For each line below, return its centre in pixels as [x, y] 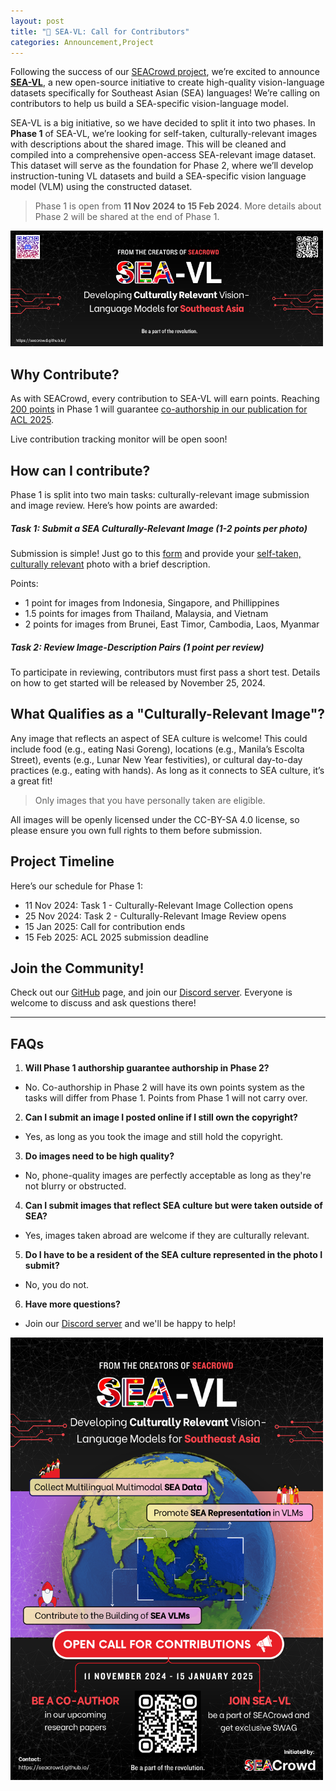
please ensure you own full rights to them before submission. [136, 830]
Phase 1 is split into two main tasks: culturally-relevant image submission [160, 495]
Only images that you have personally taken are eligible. [150, 800]
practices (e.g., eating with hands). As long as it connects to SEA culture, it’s [167, 770]
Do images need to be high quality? [99, 1156]
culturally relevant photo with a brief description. [110, 564]
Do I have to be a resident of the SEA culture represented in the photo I [173, 1255]
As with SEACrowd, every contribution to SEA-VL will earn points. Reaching [165, 399]
